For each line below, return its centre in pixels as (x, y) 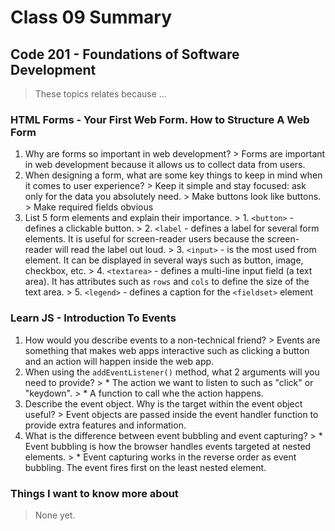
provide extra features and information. (105, 425)
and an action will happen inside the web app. (119, 361)
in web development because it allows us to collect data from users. (165, 165)
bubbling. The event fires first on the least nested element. (145, 467)
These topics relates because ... (100, 94)
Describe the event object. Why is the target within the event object (163, 403)
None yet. (55, 515)
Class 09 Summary (91, 17)
